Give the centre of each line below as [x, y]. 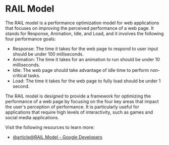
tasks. [34, 75]
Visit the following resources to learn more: [50, 127]
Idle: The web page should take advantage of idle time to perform [81, 70]
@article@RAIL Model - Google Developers [57, 137]
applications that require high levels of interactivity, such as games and [79, 112]
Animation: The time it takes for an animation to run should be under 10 [86, 59]
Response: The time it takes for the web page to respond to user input [85, 49]
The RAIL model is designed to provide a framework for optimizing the [78, 96]
